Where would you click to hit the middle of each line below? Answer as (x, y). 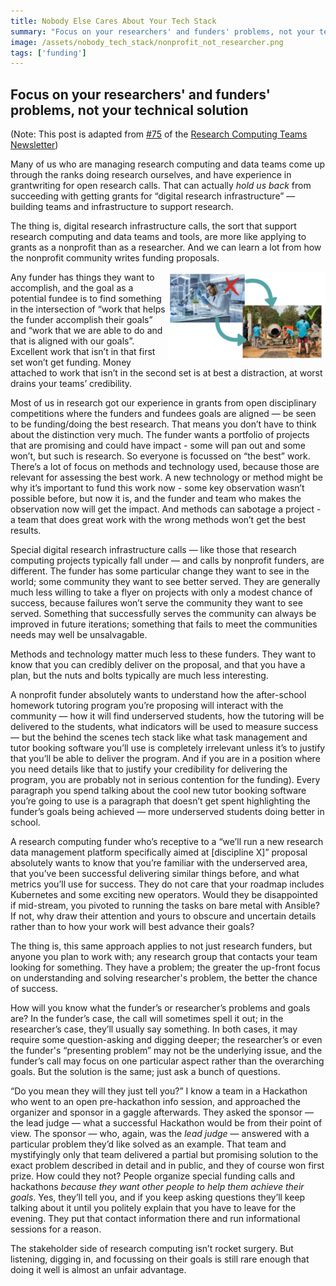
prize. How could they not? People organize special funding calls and (153, 1176)
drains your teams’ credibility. (71, 384)
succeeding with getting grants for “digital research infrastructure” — (153, 196)
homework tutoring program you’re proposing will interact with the (147, 706)
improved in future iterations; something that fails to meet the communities (164, 624)
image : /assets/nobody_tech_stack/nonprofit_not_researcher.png (147, 42)
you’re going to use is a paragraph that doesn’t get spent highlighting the (160, 801)
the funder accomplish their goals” (81, 320)
